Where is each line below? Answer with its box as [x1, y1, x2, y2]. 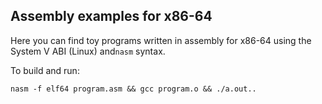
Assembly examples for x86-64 [10, 8, 213, 25]
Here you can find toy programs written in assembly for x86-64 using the [10, 34, 312, 46]
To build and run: [10, 64, 80, 76]
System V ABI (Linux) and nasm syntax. [10, 45, 166, 57]
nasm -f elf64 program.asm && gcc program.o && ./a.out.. [10, 84, 257, 94]
